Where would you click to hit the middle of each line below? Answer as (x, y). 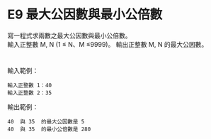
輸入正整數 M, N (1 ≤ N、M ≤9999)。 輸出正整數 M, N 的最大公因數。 (108, 44)
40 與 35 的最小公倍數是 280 (49, 129)
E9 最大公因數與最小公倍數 (85, 15)
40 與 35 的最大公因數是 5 (46, 122)
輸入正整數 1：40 (29, 86)
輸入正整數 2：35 (29, 93)
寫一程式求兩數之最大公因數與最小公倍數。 (69, 35)
